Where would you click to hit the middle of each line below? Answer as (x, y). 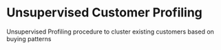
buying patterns (29, 38)
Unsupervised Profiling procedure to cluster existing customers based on (110, 32)
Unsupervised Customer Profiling (104, 13)
